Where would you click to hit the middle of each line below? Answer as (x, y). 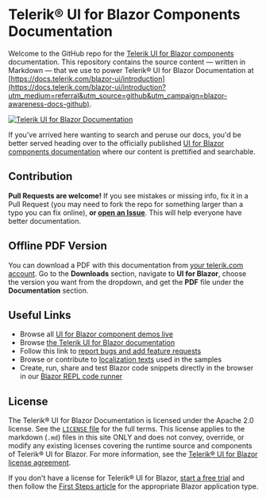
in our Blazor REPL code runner (71, 376)
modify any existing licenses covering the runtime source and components (130, 446)
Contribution (40, 177)
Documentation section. (48, 290)
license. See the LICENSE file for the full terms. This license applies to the (127, 429)
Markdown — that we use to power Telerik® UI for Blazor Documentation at (131, 70)
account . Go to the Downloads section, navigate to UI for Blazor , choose (127, 273)
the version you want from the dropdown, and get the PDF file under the (126, 282)
